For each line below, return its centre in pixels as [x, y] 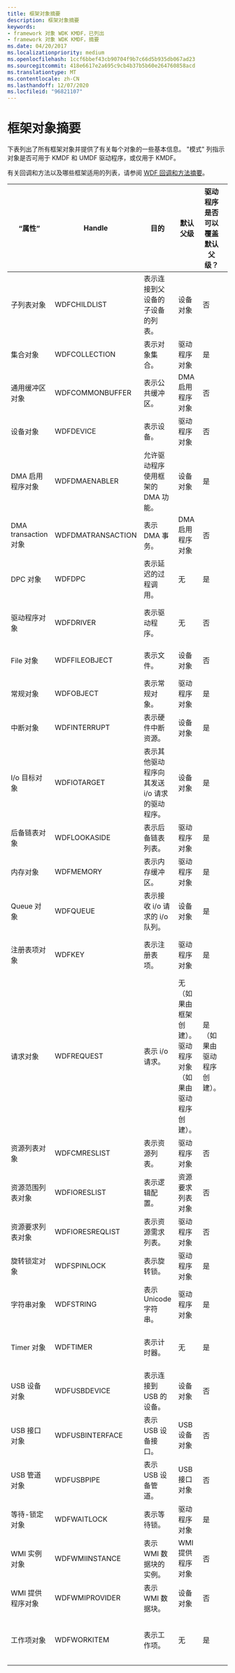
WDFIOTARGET [80, 782]
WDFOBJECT [77, 694]
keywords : [22, 27]
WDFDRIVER [76, 623]
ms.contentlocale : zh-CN [43, 79]
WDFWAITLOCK [81, 1519]
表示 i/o [156, 1051]
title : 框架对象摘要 [34, 14]
